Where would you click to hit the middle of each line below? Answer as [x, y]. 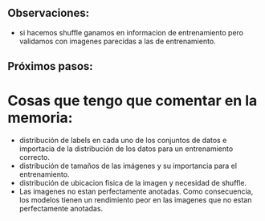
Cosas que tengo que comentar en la [132, 101]
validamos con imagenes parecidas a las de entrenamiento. [117, 41]
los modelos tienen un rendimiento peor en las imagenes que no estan [135, 200]
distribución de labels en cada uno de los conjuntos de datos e [123, 141]
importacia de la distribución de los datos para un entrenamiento [126, 149]
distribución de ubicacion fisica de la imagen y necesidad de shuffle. [133, 183]
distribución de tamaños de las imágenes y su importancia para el [128, 166]
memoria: [40, 118]
